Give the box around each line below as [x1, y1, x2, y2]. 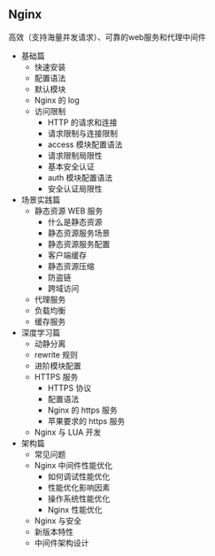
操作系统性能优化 [47, 493, 111, 504]
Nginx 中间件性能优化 [34, 459, 112, 470]
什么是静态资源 [47, 216, 103, 227]
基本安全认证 [47, 161, 95, 172]
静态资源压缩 [47, 260, 95, 271]
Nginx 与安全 [34, 515, 81, 526]
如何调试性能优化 [47, 471, 111, 482]
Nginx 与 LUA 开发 [34, 427, 102, 437]
